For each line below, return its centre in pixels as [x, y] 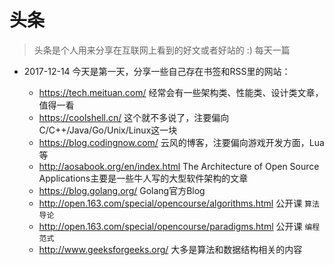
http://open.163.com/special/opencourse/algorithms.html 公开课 [170, 203]
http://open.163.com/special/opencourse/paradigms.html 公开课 [170, 226]
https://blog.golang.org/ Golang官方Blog [122, 190]
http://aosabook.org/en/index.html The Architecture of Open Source [179, 166]
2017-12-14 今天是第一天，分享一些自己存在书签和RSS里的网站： [157, 71]
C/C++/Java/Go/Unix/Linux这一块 [108, 130]
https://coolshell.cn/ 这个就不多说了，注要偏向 [134, 117]
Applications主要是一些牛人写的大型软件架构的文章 [143, 178]
